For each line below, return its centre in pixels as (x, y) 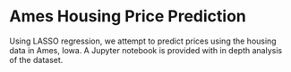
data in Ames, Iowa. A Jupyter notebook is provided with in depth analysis (146, 50)
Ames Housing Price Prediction (128, 16)
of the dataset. (36, 60)
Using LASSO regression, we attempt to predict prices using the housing (143, 41)
